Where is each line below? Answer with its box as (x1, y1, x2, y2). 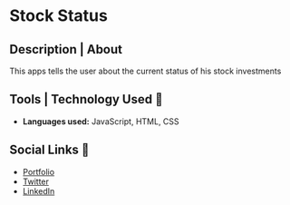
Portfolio (22, 166, 55, 177)
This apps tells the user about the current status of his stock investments (9, 65, 282, 76)
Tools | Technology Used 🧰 (9, 92, 163, 107)
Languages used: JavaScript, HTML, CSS (22, 115, 179, 127)
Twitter (22, 176, 50, 187)
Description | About (9, 42, 123, 57)
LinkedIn (22, 185, 55, 196)
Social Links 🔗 (9, 142, 90, 158)
